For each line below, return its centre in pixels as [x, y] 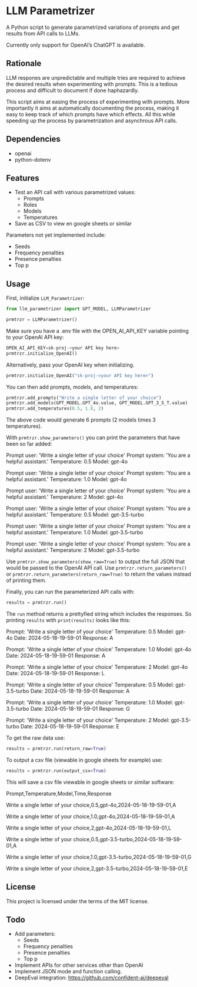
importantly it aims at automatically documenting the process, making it [93, 108]
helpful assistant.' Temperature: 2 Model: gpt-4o [65, 497]
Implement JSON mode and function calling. [68, 972]
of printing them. [26, 580]
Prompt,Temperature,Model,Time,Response [59, 793]
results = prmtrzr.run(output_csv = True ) [56, 771]
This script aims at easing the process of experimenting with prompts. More [98, 102]
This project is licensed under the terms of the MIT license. [77, 901]
